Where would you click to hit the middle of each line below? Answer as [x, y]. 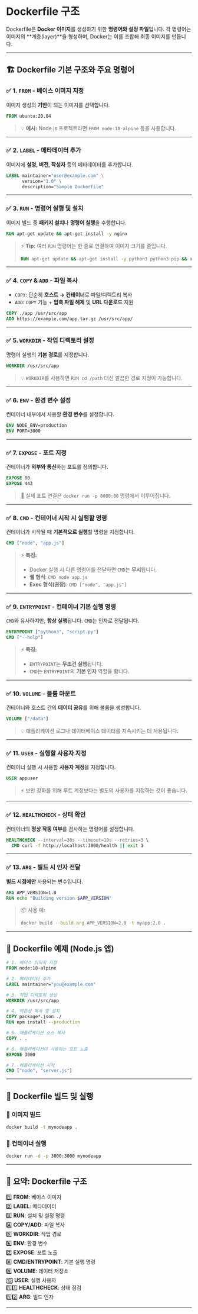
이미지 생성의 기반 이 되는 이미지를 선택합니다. [58, 105]
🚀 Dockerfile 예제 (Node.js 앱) [60, 949]
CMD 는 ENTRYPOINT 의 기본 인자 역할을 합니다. [79, 671]
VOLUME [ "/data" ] [27, 719]
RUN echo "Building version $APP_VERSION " [59, 898]
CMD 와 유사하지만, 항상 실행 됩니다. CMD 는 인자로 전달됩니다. [73, 621]
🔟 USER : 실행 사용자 [31, 1280]
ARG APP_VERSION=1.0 [32, 893]
